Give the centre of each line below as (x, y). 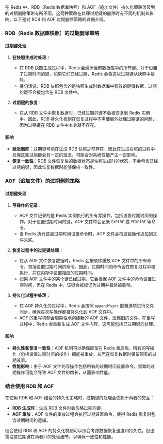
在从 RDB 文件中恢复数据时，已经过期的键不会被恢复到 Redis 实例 (85, 113)
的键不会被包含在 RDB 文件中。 (50, 92)
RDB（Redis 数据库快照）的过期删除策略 (52, 33)
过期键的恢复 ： (27, 103)
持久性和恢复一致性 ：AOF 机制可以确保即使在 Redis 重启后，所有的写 (81, 348)
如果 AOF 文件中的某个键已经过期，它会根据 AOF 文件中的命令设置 (85, 279)
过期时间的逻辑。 (33, 420)
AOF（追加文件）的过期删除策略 (42, 181)
